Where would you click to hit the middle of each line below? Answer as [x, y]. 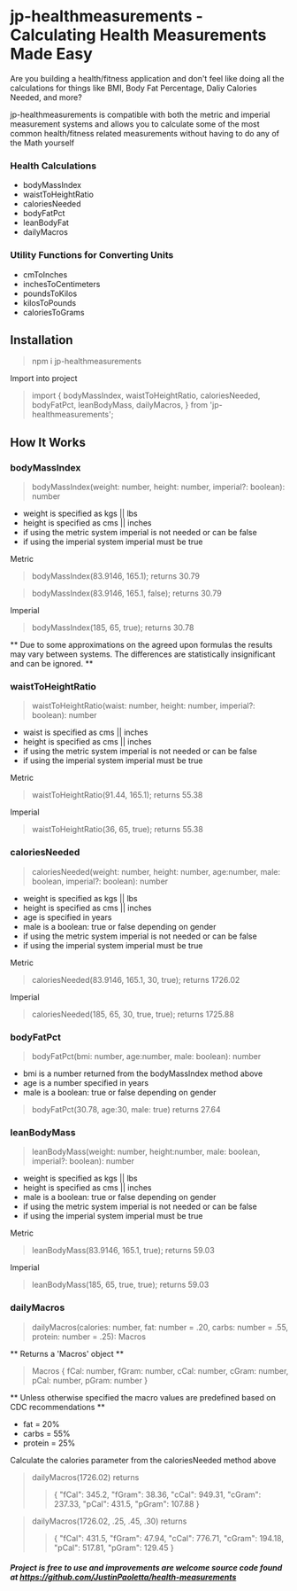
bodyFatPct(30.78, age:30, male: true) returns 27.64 [126, 1109]
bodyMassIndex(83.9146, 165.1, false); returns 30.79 [126, 593]
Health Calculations [53, 166]
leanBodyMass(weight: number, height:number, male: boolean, [146, 1152]
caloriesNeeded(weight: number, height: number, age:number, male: [156, 871]
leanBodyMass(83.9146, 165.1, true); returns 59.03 [123, 1251]
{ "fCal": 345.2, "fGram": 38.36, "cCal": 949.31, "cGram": [157, 1494]
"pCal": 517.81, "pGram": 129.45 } [114, 1548]
